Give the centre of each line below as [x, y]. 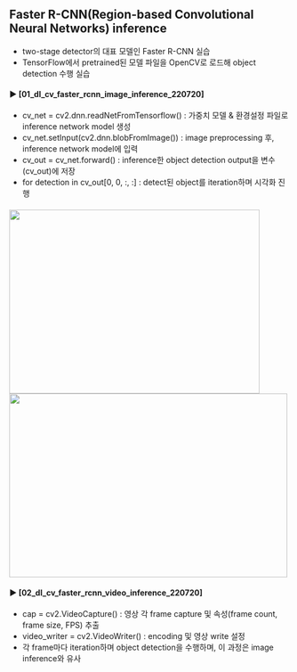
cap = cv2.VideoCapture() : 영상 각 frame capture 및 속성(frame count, [150, 613]
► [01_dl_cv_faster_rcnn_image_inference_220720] [107, 94]
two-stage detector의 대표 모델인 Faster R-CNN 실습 [116, 51]
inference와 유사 [52, 658]
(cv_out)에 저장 [48, 171]
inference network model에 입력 [80, 149]
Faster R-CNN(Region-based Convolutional [132, 15]
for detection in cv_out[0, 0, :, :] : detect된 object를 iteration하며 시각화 [149, 183]
